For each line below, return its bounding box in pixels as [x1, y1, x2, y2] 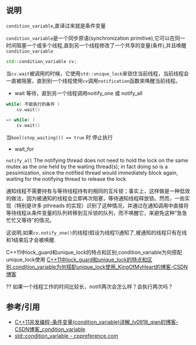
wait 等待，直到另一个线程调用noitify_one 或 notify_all [14, 89, 143, 96]
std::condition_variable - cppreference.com [14, 332, 118, 339]
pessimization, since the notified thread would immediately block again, [6, 169, 178, 176]
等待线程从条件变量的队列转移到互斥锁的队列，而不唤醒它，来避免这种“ [6, 210, 177, 217]
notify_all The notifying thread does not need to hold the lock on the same [6, 157, 188, 164]
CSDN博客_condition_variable [14, 326, 86, 333]
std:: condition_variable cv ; [6, 58, 77, 64]
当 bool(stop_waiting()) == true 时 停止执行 [6, 134, 113, 141]
